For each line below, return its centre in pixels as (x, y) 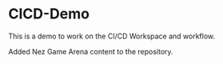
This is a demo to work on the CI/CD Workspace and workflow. (112, 36)
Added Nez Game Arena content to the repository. (91, 51)
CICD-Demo (49, 14)
